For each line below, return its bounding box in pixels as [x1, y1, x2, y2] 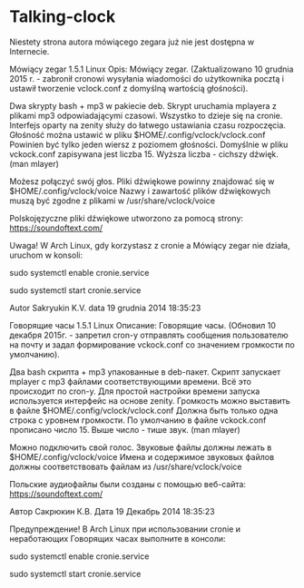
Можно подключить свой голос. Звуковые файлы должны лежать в [9, 442, 272, 453]
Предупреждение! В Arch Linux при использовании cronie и [9, 524, 241, 534]
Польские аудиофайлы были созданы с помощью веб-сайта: [9, 478, 247, 489]
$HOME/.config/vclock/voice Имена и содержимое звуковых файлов [9, 451, 275, 462]
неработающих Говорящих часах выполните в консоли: [9, 533, 226, 544]
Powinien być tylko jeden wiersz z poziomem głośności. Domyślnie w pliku [9, 139, 289, 150]
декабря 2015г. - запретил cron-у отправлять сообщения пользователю [9, 329, 289, 340]
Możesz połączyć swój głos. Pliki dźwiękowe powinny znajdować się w [9, 175, 275, 187]
